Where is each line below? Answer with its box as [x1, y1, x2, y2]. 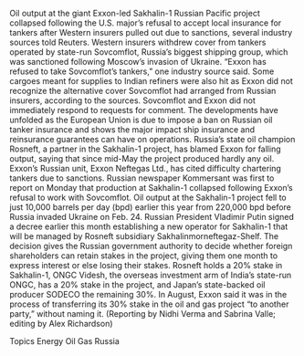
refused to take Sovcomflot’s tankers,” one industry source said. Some [9, 66, 275, 77]
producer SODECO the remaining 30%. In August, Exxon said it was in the [9, 289, 288, 299]
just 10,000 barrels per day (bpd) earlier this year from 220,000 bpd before [9, 202, 292, 213]
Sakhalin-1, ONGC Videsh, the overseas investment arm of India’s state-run [9, 269, 292, 280]
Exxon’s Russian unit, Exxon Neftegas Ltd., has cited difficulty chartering [9, 163, 281, 173]
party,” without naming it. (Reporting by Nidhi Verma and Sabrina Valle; [9, 309, 277, 319]
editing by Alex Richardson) [9, 319, 113, 329]
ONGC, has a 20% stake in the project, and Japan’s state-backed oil [9, 279, 266, 290]
